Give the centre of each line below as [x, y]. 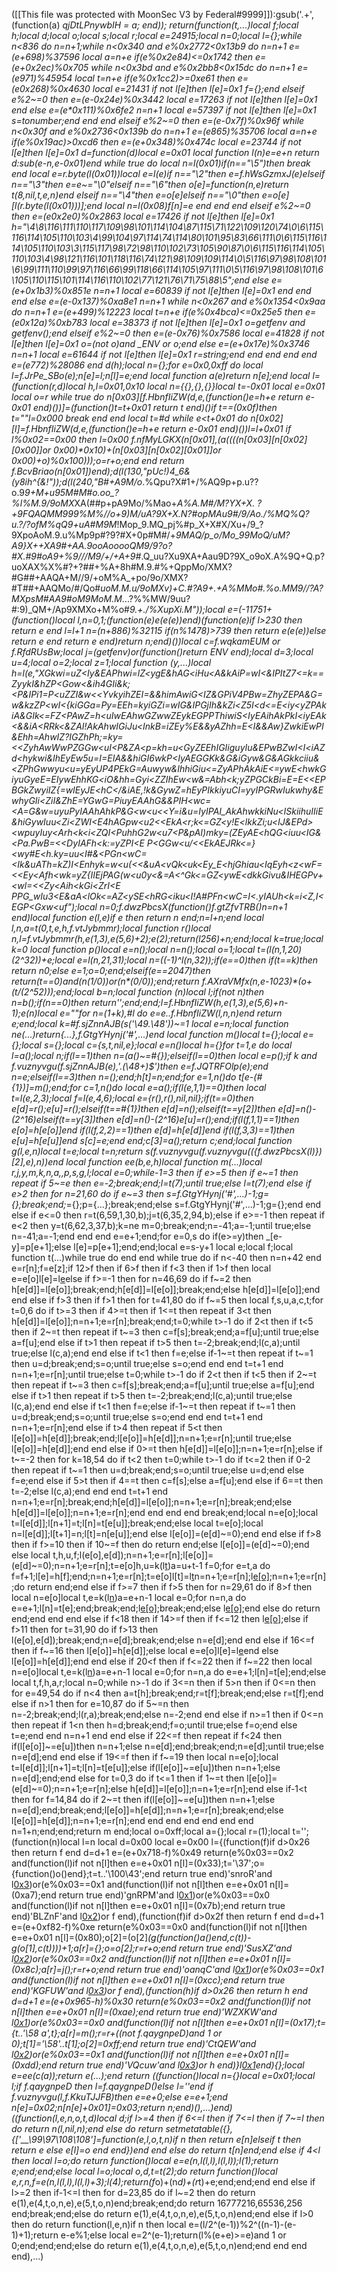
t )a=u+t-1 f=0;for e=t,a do [217, 1565]
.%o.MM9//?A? [293, 588]
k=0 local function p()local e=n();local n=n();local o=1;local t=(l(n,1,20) [157, 949]
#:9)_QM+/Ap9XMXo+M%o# [70, 609]
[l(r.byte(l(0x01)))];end [57, 205]
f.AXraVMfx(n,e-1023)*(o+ [257, 981]
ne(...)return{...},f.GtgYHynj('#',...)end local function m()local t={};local [156, 1034]
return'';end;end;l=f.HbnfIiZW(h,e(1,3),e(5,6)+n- [190, 1002]
